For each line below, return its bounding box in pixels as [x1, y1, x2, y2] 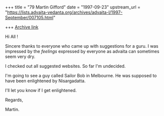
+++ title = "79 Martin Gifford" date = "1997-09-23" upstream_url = [5, 4, 141, 10]
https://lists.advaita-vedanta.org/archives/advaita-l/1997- [7, 9, 123, 15]
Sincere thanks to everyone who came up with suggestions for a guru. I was [5, 43, 159, 49]
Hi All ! [5, 34, 19, 39]
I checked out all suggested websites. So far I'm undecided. [5, 63, 126, 69]
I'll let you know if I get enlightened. [5, 87, 77, 93]
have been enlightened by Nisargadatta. [5, 78, 86, 84]
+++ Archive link [5, 24, 39, 30]
